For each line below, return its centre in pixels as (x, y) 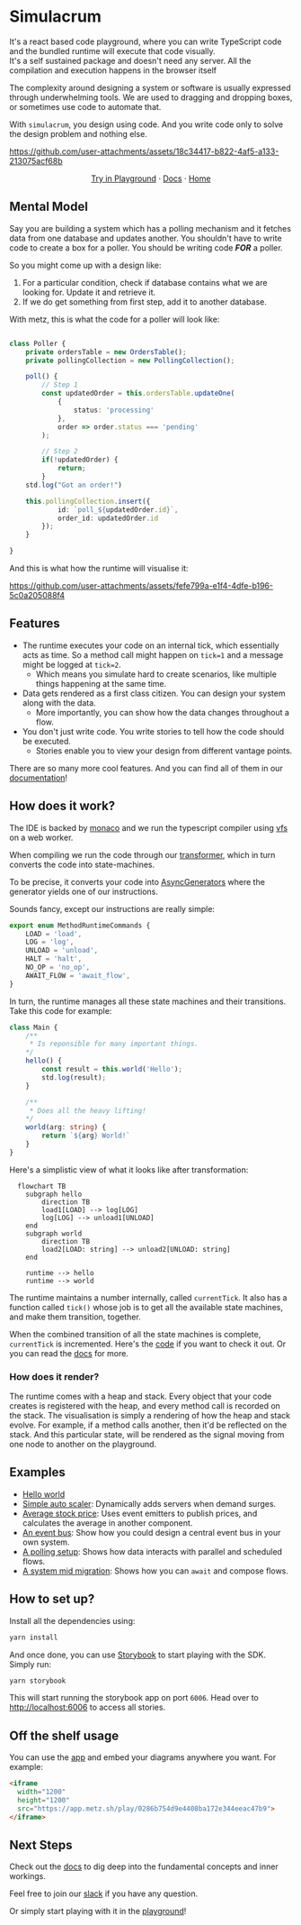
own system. (46, 1542)
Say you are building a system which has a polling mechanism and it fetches (150, 228)
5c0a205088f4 (37, 595)
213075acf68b (36, 160)
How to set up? (52, 1599)
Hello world (44, 1494)
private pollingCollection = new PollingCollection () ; (130, 360)
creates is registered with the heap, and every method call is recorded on (145, 1406)
